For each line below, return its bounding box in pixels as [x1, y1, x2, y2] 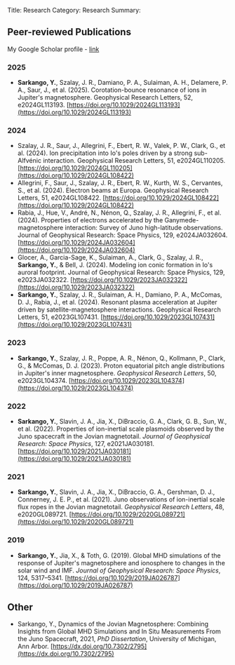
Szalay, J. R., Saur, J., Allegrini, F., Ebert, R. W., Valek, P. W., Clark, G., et [17, 142, 226, 150]
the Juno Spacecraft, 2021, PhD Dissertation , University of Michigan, [17, 635, 217, 643]
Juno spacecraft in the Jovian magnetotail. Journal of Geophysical [17, 432, 210, 441]
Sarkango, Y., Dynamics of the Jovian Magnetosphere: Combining [17, 620, 209, 629]
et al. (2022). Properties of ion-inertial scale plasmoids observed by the [17, 424, 224, 433]
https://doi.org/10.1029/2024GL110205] [20, 164, 133, 173]
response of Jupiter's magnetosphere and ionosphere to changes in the [17, 558, 226, 567]
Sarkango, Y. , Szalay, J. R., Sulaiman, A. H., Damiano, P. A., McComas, [17, 290, 222, 299]
